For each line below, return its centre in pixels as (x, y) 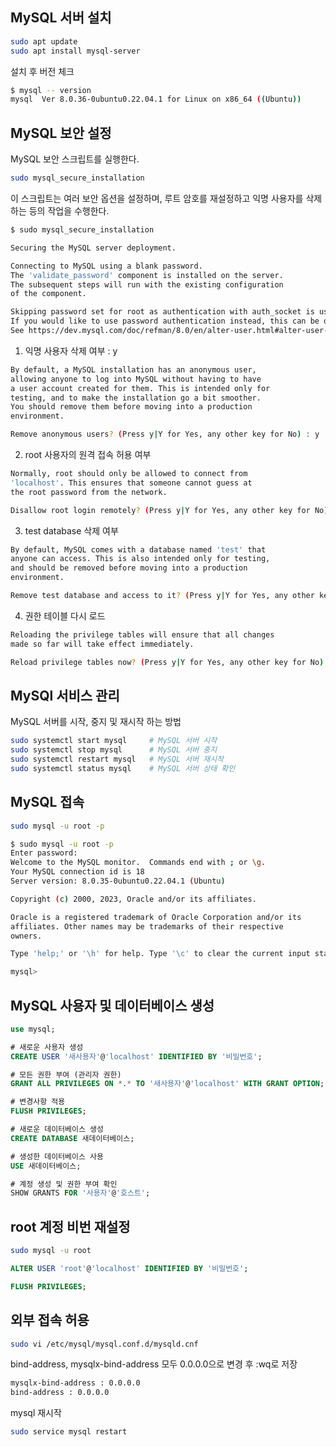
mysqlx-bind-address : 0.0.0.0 (75, 1383)
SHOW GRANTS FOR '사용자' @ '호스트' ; (80, 1193)
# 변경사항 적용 (38, 1102)
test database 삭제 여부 (71, 530)
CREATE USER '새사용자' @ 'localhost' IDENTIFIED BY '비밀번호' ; (136, 1056)
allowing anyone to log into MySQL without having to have (136, 379)
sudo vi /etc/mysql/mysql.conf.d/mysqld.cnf (104, 1344)
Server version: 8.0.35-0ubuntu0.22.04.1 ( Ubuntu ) (118, 881)
